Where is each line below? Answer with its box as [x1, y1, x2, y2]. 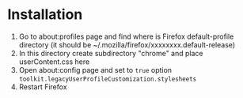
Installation [7, 6, 83, 24]
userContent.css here [18, 57, 90, 66]
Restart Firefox [18, 81, 68, 92]
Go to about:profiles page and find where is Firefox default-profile [18, 32, 234, 41]
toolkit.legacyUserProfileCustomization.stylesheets [18, 75, 197, 83]
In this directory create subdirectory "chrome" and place [18, 48, 203, 58]
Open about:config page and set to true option [18, 65, 172, 74]
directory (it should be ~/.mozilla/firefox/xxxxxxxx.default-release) [18, 40, 235, 49]
